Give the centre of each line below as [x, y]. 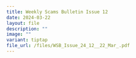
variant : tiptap [27, 40]
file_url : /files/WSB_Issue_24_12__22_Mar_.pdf [68, 46]
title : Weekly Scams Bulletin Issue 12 [57, 12]
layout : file [23, 23]
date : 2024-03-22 [28, 18]
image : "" [19, 34]
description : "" [27, 29]
